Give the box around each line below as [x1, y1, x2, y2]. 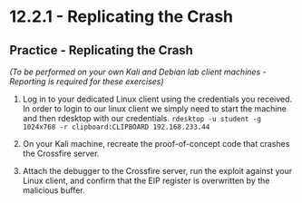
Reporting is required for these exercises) [9, 76, 165, 87]
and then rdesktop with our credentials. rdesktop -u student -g [22, 113, 261, 123]
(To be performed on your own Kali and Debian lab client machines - [9, 66, 267, 77]
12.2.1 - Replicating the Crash [9, 6, 234, 27]
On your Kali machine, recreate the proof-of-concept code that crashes [22, 139, 290, 149]
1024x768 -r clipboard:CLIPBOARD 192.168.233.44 [22, 122, 210, 131]
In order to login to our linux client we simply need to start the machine [22, 103, 287, 114]
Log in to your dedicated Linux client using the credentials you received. [22, 93, 293, 104]
